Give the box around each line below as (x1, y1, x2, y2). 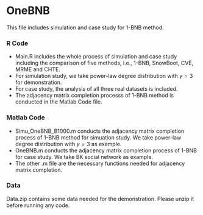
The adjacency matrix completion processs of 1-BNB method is (15, 92, 174, 99)
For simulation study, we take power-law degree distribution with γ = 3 (15, 72, 193, 80)
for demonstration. (15, 79, 62, 86)
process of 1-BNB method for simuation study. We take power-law (15, 133, 182, 141)
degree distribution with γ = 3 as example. (15, 140, 122, 147)
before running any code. (6, 202, 70, 209)
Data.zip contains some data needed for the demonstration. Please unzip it (6, 195, 194, 202)
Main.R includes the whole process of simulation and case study (15, 53, 177, 60)
